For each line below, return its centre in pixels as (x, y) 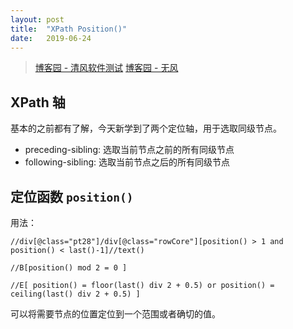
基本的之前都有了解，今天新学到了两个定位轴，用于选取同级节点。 (146, 128)
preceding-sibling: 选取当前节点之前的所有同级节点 (129, 150)
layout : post (37, 19)
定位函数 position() (72, 196)
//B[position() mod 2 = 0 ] (69, 268)
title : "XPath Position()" (69, 29)
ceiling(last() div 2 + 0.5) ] (75, 294)
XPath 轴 (38, 102)
